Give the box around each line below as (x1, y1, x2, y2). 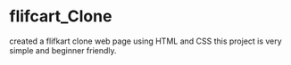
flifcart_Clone (9, 6, 112, 27)
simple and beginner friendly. (9, 45, 118, 55)
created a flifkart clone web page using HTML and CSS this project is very (9, 36, 283, 46)
